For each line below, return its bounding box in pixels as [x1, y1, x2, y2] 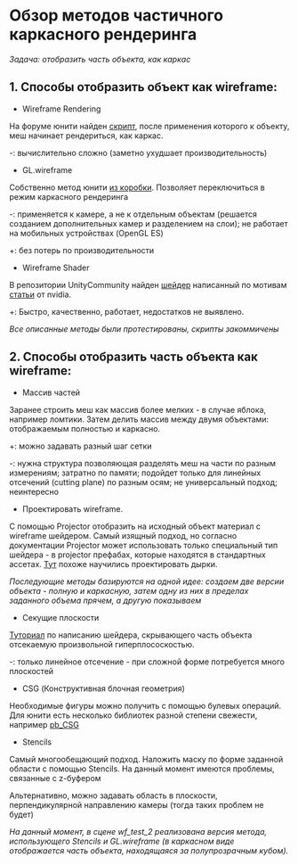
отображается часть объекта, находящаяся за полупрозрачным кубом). [9, 844, 289, 856]
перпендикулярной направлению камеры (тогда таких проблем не [9, 799, 264, 810]
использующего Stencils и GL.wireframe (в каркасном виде [9, 836, 235, 846]
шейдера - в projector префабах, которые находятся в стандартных [9, 549, 267, 560]
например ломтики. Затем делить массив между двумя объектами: [9, 414, 270, 424]
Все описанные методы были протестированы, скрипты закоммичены [9, 323, 279, 334]
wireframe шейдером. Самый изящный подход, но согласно [9, 530, 238, 540]
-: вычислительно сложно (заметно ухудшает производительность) [9, 147, 268, 158]
